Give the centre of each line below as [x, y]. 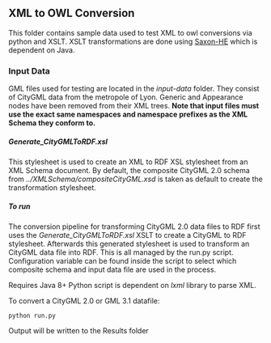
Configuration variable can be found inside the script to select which [123, 261]
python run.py [32, 316]
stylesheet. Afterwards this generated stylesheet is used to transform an [129, 244]
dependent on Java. [42, 50]
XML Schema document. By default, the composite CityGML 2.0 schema [129, 171]
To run [19, 206]
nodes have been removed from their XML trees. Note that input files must [134, 106]
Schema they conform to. [52, 123]
